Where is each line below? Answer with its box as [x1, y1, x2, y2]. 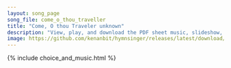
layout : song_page [7, 10, 60, 17]
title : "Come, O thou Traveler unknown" [7, 22, 125, 29]
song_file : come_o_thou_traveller [7, 16, 107, 23]
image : [7, 35, 26, 42]
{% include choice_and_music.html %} [7, 54, 117, 62]
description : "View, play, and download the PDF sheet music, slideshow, [7, 29, 223, 36]
